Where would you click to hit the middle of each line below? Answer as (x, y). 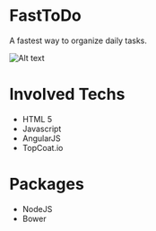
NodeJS (37, 209)
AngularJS (41, 138)
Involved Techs (67, 94)
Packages (47, 184)
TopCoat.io (43, 147)
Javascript (42, 129)
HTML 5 (37, 119)
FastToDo (46, 16)
